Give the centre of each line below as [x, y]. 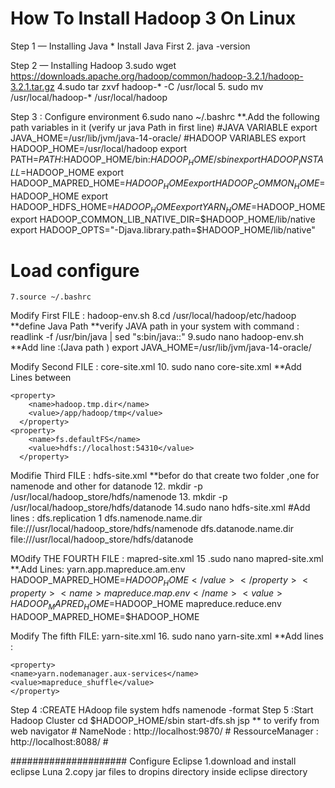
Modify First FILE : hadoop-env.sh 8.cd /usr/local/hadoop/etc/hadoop [153, 316]
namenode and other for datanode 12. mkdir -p [106, 486]
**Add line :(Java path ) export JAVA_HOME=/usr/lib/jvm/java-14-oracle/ [161, 348]
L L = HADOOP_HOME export [67, 172]
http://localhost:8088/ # [59, 741]
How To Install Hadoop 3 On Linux [153, 18]
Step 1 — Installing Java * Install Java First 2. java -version [130, 46]
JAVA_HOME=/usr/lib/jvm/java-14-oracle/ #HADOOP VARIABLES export [158, 138]
